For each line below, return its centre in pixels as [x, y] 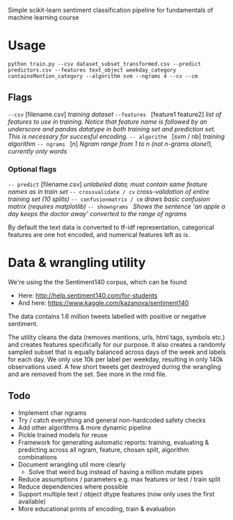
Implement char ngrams [52, 412]
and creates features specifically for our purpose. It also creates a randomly [117, 344]
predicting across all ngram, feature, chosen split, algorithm [103, 449]
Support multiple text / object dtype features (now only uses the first [116, 494]
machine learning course [43, 17]
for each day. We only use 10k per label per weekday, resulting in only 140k [115, 359]
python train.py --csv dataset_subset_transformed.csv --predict [104, 64]
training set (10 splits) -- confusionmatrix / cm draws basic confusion [109, 199]
